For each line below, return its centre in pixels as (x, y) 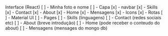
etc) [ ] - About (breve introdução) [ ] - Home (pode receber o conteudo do (82, 23)
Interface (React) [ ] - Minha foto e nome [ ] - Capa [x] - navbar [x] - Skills (81, 7)
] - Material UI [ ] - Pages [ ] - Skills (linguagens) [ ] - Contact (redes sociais (83, 18)
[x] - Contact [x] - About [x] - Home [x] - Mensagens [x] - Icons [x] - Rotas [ (84, 12)
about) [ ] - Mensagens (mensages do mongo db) (56, 28)
